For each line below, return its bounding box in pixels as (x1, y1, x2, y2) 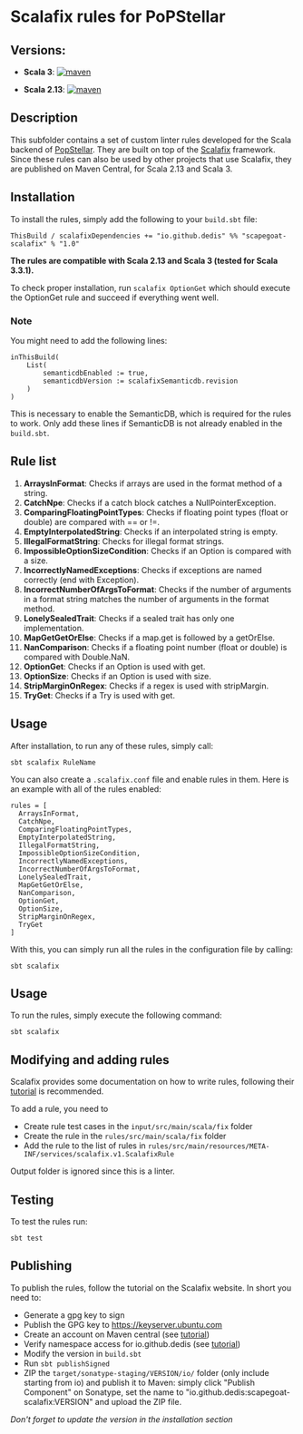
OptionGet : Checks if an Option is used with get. (23, 660, 206, 672)
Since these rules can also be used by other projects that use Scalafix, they (10, 153, 292, 164)
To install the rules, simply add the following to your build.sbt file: (10, 213, 258, 224)
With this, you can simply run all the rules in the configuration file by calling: (10, 943, 294, 954)
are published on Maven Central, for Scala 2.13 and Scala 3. (10, 163, 233, 174)
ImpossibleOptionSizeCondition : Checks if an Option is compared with (23, 545, 292, 556)
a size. (23, 555, 49, 566)
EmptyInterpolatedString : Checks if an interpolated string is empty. (23, 526, 279, 537)
